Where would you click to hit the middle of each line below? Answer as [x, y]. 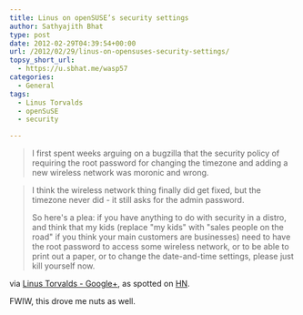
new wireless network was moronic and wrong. [120, 173]
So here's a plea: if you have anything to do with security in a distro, [159, 218]
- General [36, 86]
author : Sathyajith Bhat [56, 26]
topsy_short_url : [42, 60]
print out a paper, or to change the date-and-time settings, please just [162, 257]
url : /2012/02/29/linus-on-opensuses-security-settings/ [120, 52]
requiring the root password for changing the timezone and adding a [160, 163]
